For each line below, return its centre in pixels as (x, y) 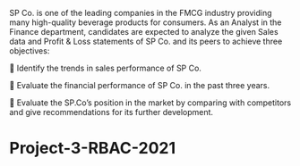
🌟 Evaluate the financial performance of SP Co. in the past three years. (140, 85)
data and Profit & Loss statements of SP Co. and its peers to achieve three (146, 41)
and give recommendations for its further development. (111, 112)
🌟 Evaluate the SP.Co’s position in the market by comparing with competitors (150, 103)
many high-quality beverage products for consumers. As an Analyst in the (146, 22)
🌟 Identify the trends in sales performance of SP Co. (105, 68)
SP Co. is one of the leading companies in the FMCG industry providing (141, 13)
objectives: (30, 51)
